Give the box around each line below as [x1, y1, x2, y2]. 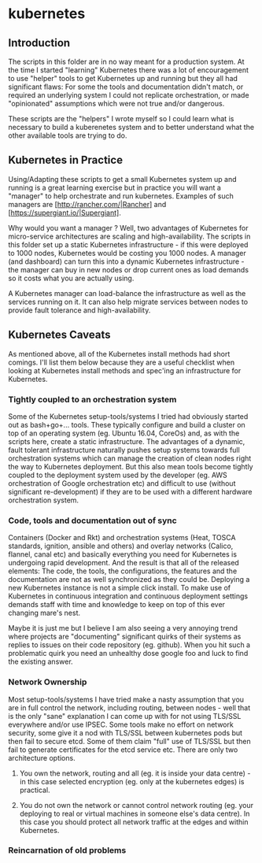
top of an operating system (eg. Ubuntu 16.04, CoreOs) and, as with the [8, 428, 240, 438]
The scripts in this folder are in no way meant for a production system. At [8, 57, 245, 66]
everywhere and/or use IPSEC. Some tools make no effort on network [8, 720, 234, 729]
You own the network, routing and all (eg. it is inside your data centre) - [19, 769, 251, 778]
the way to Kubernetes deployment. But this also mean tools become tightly [8, 461, 253, 471]
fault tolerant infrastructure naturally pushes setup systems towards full [8, 445, 240, 454]
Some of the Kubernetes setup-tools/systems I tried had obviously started [8, 411, 249, 421]
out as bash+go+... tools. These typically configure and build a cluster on [8, 420, 245, 429]
